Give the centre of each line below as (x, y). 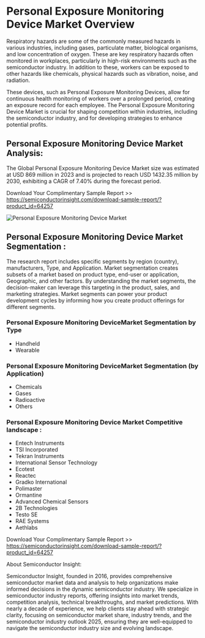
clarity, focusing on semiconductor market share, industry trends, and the (99, 615)
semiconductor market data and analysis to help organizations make (92, 583)
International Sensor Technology (56, 462)
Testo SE (26, 514)
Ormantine (28, 495)
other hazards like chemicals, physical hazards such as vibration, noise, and (102, 73)
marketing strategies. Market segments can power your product (87, 294)
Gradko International (41, 482)
